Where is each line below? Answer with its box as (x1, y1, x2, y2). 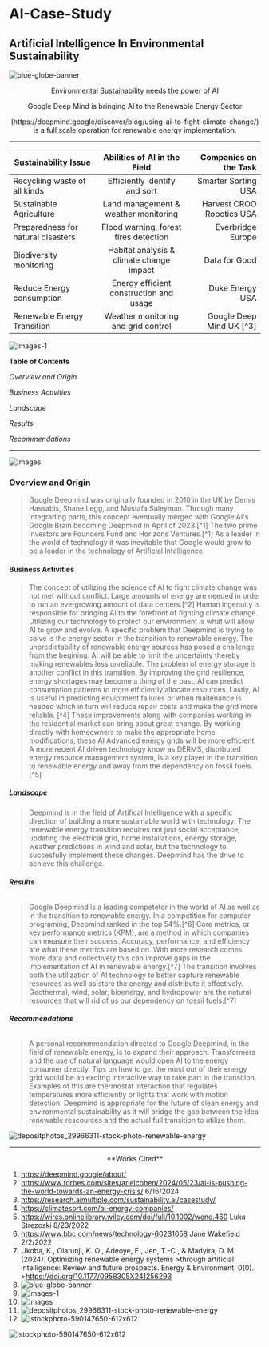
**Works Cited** (106, 1153, 164, 1163)
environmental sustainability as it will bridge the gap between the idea (28, 1106, 259, 1116)
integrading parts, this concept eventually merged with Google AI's (28, 512, 249, 522)
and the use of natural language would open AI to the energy (28, 1056, 229, 1065)
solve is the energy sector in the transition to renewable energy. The (28, 633, 254, 643)
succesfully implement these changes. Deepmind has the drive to (28, 850, 244, 860)
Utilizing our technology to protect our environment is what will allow (28, 616, 255, 626)
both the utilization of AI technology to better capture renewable (28, 970, 240, 980)
